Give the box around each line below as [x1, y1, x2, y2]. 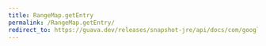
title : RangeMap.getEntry [8, 11, 93, 19]
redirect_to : [8, 26, 51, 34]
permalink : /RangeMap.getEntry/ [8, 19, 115, 27]
